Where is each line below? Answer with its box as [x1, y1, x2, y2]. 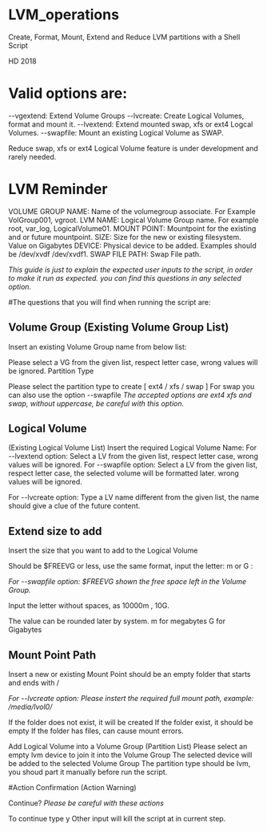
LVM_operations [8, 6, 120, 24]
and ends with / [8, 678, 60, 687]
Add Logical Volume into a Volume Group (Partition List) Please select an [8, 742, 248, 752]
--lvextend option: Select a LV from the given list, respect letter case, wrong [8, 452, 258, 461]
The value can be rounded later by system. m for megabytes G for [8, 616, 226, 626]
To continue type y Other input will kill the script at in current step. [8, 814, 226, 824]
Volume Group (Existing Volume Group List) [8, 321, 229, 334]
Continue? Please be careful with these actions [8, 798, 164, 808]
